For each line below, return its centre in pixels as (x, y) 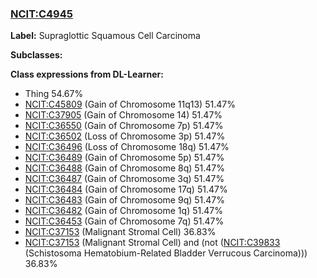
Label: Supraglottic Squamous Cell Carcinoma (105, 36)
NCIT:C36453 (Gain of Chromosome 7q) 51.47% (124, 221)
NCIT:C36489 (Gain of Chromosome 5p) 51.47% (124, 158)
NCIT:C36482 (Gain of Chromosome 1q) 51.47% (123, 211)
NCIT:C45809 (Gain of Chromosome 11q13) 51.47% (130, 104)
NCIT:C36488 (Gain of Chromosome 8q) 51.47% (125, 168)
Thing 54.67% (54, 94)
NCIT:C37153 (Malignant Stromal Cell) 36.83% (120, 232)
